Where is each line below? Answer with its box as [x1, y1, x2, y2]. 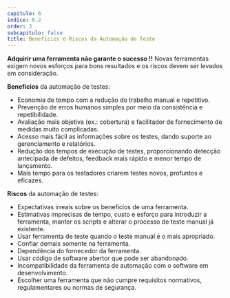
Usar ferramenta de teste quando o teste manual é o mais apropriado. [17, 232, 216, 241]
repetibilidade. [17, 111, 59, 119]
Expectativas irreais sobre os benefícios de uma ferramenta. [17, 203, 189, 211]
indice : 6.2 [7, 17, 41, 23]
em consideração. [7, 70, 59, 78]
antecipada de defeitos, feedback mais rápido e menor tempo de [17, 154, 202, 162]
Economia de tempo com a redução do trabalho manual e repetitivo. [17, 96, 210, 104]
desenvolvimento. [17, 269, 68, 277]
